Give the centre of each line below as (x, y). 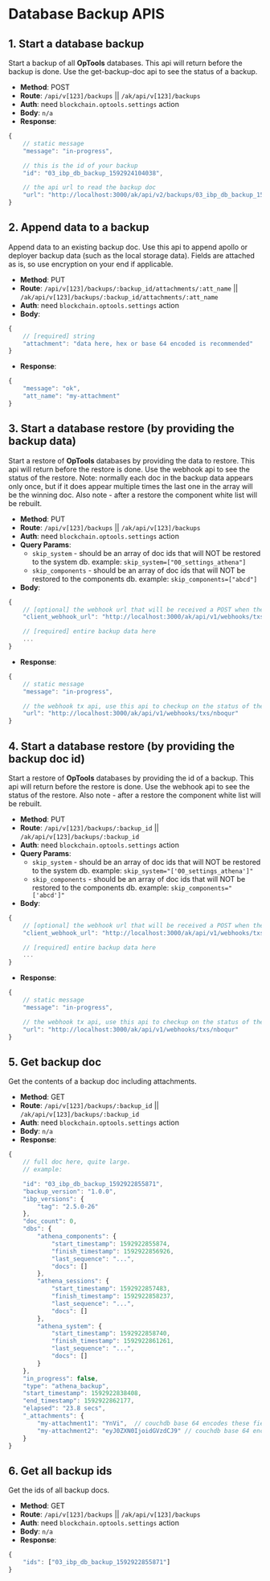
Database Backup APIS (86, 14)
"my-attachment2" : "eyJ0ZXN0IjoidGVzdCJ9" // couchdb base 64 (143, 1431)
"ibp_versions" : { (53, 1199)
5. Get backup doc (55, 1062)
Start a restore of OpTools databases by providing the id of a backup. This (131, 778)
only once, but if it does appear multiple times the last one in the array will (131, 486)
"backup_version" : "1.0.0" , (70, 1192)
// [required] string (59, 336)
